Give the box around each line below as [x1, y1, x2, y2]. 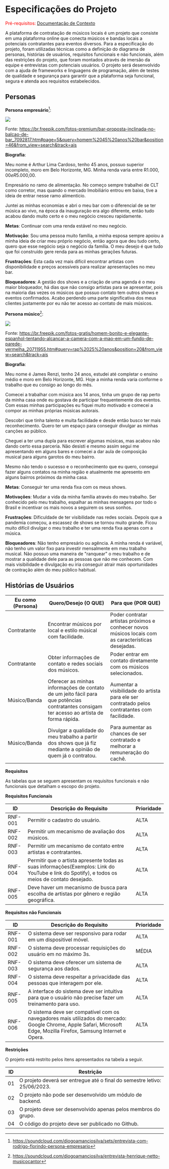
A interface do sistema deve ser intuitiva [28, 988, 123, 995]
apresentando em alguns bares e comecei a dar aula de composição [5, 449, 147, 455]
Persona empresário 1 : [5, 106, 52, 113]
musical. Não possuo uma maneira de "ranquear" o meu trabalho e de [5, 551, 150, 557]
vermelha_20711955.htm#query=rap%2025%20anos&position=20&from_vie [5, 346, 162, 352]
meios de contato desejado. [27, 875, 94, 883]
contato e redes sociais [47, 660, 103, 667]
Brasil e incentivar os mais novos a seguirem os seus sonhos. [5, 504, 132, 510]
